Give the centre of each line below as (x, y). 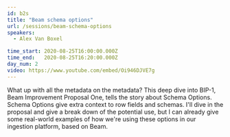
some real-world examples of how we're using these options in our (102, 119)
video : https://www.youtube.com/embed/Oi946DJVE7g (81, 70)
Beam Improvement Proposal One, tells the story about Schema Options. (110, 97)
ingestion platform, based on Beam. (58, 126)
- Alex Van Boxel (38, 39)
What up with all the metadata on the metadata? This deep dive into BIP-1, (112, 90)
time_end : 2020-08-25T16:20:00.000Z (62, 58)
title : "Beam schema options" (50, 20)
